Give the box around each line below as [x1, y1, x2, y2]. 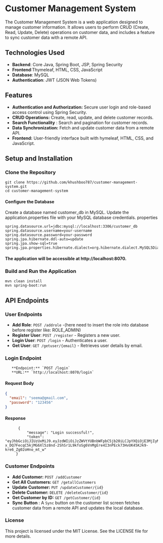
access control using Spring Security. [12, 109, 87, 115]
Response [5, 415, 26, 421]
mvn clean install [5, 279, 42, 284]
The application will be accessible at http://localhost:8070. [5, 256, 127, 262]
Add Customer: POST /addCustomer [12, 474, 82, 480]
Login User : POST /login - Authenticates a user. [12, 338, 108, 344]
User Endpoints [5, 311, 42, 318]
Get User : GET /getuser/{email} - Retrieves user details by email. [12, 343, 143, 348]
